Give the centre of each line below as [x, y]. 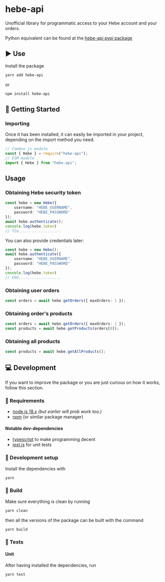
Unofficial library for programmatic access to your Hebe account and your [81, 23]
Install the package [25, 65]
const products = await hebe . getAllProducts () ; [56, 352]
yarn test [15, 574]
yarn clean [16, 510]
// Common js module [27, 149]
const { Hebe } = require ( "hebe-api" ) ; [47, 153]
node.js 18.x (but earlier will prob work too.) [57, 411]
